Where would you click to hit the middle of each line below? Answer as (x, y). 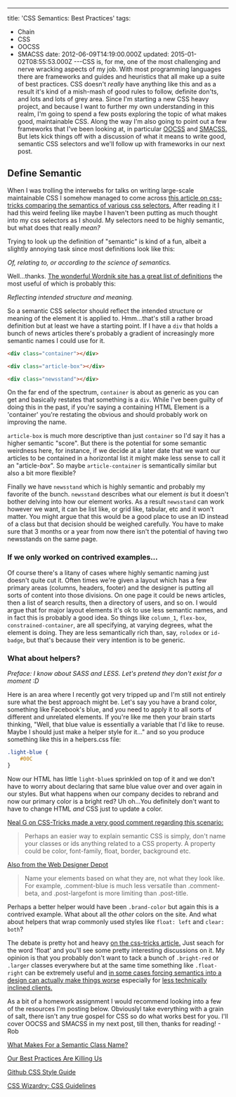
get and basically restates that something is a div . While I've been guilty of (115, 400)
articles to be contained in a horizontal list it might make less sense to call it (117, 458)
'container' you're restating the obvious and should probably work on (107, 415)
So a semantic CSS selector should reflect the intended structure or (105, 311)
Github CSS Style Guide (41, 1072)
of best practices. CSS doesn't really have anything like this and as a (117, 84)
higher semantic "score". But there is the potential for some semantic (107, 443)
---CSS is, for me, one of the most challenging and (147, 62)
